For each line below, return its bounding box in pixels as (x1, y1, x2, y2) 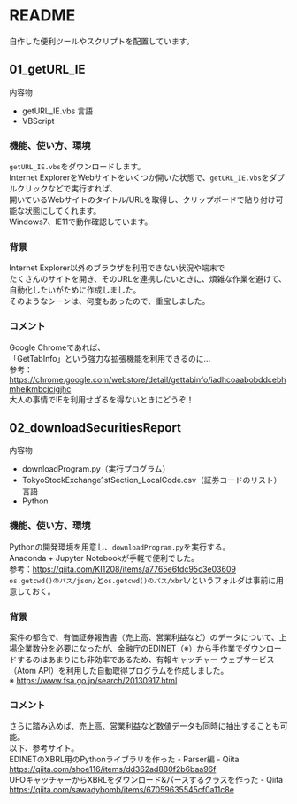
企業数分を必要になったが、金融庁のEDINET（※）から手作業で (16, 644, 243, 654)
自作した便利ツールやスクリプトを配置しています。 (9, 35, 194, 46)
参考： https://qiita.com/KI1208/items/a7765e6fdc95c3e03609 (9, 564, 237, 574)
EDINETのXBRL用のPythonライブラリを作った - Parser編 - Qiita (9, 754, 240, 765)
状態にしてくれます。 (24, 206, 102, 216)
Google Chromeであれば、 (9, 342, 106, 353)
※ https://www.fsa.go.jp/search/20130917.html (9, 675, 178, 686)
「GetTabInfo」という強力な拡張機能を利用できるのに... (9, 353, 211, 363)
